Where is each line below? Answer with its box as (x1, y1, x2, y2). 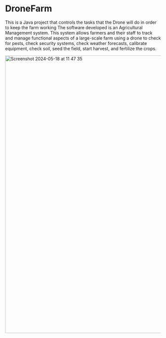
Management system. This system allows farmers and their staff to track (5, 30, 153, 36)
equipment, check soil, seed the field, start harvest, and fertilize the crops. (5, 45, 157, 51)
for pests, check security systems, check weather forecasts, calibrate (5, 40, 147, 46)
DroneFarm (5, 3, 52, 14)
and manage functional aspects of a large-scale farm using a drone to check (5, 35, 161, 41)
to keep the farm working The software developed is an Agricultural (5, 24, 143, 30)
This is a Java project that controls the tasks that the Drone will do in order (5, 19, 157, 25)
